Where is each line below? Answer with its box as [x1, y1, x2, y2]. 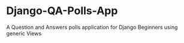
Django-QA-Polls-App [6, 4, 118, 18]
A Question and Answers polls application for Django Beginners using [6, 24, 178, 31]
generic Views [6, 29, 42, 37]
